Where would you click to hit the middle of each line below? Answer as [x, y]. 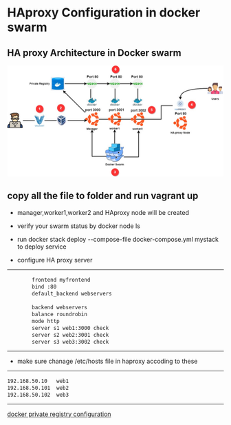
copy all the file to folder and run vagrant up [103, 196]
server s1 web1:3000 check [70, 328]
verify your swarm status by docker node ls [79, 226]
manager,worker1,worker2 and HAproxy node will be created [103, 212]
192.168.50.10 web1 [38, 381]
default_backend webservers [72, 293]
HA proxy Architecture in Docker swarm [94, 53]
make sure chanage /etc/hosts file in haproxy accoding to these [107, 361]
